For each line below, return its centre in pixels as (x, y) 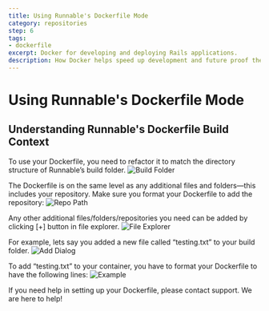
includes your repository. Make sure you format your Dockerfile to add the (130, 194)
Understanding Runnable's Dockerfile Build (119, 129)
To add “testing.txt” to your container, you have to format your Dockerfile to (133, 266)
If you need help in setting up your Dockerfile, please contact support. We (130, 290)
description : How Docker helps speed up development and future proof (128, 61)
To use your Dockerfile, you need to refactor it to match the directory (122, 161)
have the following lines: (48, 274)
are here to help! (35, 298)
